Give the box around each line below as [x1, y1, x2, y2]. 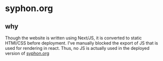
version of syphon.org [5, 50, 50, 56]
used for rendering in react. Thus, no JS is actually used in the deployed [5, 46, 150, 51]
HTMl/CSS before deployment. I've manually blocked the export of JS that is [5, 40, 158, 46]
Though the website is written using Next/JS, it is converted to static [5, 35, 142, 41]
